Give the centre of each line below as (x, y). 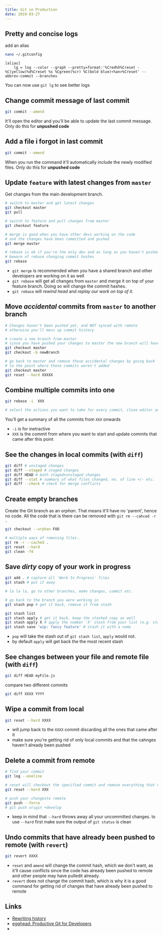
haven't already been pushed (41, 745)
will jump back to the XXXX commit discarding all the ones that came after (85, 730)
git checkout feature (27, 225)
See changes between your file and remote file (77, 657)
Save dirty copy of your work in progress (68, 567)
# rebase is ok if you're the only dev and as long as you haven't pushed (82, 252)
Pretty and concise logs (42, 34)
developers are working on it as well (48, 276)
